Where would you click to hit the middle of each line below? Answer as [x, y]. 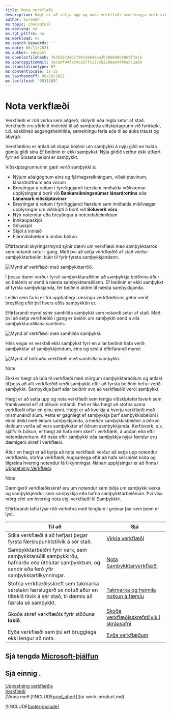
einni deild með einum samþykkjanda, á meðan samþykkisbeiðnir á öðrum [83, 420]
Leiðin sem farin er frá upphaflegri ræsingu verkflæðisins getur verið [77, 297]
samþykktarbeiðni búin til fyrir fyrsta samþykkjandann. [62, 257]
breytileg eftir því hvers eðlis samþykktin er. [51, 303]
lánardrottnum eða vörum [39, 182]
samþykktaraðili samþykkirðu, [43, 556]
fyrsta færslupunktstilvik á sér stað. [50, 541]
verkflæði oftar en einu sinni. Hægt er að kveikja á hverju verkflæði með [80, 410]
